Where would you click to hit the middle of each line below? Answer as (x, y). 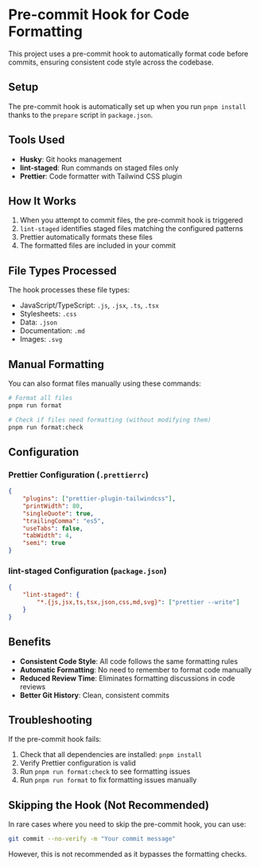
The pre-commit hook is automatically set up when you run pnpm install (127, 106)
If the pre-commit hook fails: (55, 739)
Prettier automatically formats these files (86, 237)
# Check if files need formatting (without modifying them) (110, 420)
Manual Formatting (56, 364)
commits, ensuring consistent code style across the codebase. (111, 62)
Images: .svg (41, 339)
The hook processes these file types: (69, 290)
